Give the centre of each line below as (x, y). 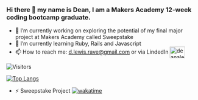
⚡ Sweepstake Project (43, 91)
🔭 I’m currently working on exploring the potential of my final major (99, 30)
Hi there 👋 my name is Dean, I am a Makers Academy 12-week (99, 10)
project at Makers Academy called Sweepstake (74, 37)
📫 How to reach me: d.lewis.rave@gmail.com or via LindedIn (92, 52)
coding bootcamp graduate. (48, 17)
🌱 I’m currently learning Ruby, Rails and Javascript (78, 44)
